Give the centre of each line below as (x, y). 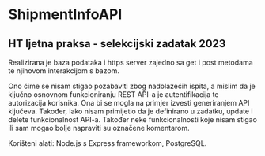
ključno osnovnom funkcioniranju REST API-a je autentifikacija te (114, 95)
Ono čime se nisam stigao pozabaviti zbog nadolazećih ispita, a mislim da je (132, 86)
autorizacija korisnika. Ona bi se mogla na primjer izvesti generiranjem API (129, 103)
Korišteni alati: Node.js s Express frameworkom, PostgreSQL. (108, 143)
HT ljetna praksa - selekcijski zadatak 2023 (117, 44)
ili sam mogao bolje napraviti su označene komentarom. (99, 128)
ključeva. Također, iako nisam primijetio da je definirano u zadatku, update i (131, 111)
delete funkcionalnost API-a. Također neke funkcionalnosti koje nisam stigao (132, 119)
